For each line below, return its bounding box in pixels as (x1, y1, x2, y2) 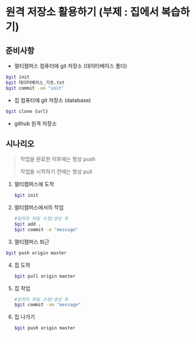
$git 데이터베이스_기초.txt (5, 79, 65, 86)
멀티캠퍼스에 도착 (14, 181, 54, 188)
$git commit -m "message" (14, 226, 78, 232)
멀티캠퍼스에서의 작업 (14, 204, 64, 211)
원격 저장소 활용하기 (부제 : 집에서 (5, 5, 159, 19)
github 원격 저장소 (14, 119, 57, 127)
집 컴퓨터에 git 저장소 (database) (14, 96, 91, 103)
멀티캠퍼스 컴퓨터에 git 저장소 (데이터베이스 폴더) (14, 63, 127, 69)
